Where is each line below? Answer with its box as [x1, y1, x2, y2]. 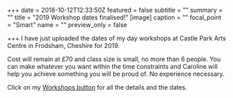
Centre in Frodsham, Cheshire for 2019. [7, 42, 120, 49]
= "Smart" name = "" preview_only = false [7, 21, 127, 28]
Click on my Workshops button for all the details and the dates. [7, 83, 188, 91]
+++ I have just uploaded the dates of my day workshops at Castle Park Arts [7, 34, 226, 42]
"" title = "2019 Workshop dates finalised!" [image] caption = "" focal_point [7, 13, 222, 22]
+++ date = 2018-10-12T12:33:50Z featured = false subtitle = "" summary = [7, 6, 223, 14]
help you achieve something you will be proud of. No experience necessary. [7, 70, 225, 78]
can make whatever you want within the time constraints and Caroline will [7, 63, 218, 70]
